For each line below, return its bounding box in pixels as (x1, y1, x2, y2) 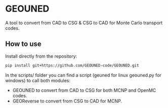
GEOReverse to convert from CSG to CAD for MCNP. (12, 98, 122, 104)
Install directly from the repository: (5, 53, 77, 59)
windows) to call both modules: (5, 77, 71, 83)
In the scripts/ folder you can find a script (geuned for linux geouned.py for (5, 72, 162, 78)
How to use (5, 40, 41, 48)
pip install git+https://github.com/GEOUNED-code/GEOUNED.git (5, 63, 139, 68)
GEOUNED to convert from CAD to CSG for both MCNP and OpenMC (12, 87, 156, 93)
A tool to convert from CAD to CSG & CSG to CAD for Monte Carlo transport (5, 20, 163, 26)
